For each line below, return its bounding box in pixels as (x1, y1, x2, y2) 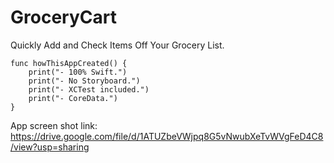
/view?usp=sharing (10, 141, 90, 153)
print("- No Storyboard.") (28, 76, 141, 86)
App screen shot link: (10, 119, 98, 131)
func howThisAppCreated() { (10, 58, 128, 68)
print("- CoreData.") (28, 93, 118, 103)
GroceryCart (10, 6, 117, 29)
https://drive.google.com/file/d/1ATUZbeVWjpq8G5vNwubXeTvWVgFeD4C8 (10, 130, 324, 142)
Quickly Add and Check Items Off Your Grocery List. (10, 39, 225, 51)
